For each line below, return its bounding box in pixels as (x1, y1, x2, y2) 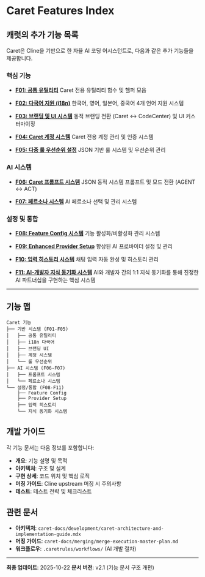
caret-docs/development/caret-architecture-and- (38, 526, 164, 532)
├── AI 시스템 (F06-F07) (6, 365, 66, 371)
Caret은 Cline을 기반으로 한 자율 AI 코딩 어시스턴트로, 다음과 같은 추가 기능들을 (6, 47, 194, 54)
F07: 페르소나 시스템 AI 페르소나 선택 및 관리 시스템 (15, 197, 137, 205)
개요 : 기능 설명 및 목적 (15, 457, 68, 464)
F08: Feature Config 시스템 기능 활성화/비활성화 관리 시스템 (15, 229, 160, 236)
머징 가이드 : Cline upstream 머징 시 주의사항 (15, 480, 122, 487)
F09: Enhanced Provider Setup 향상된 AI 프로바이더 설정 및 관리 (15, 243, 173, 250)
